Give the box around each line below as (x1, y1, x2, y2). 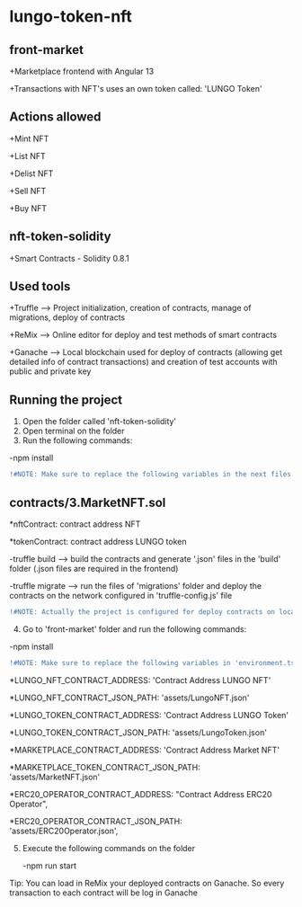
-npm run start (22, 860, 77, 871)
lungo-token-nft (9, 6, 133, 27)
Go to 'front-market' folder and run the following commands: (22, 623, 247, 635)
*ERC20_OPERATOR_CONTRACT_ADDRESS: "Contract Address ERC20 (9, 788, 272, 799)
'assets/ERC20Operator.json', (9, 825, 119, 836)
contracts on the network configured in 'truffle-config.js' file (9, 590, 233, 600)
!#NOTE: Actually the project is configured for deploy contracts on (9, 607, 276, 617)
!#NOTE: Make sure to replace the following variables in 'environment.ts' (9, 658, 299, 667)
